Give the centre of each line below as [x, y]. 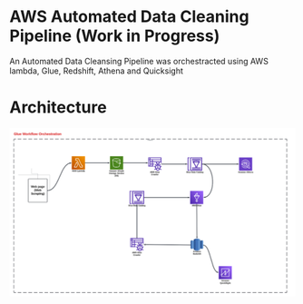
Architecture [58, 108]
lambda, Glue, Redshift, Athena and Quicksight [96, 71]
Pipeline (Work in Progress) [115, 36]
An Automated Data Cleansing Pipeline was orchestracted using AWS [139, 61]
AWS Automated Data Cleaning [129, 17]
